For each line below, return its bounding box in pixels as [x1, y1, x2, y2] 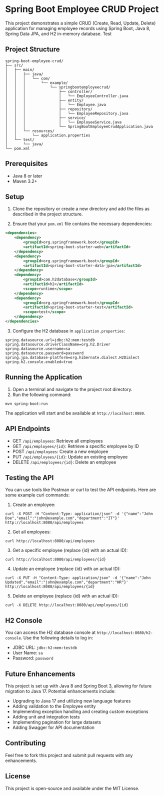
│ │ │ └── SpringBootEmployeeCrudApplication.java [5, 124, 153, 129]
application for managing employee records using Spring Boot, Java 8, [5, 25, 150, 31]
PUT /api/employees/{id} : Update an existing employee [12, 453, 128, 459]
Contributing [5, 739, 46, 747]
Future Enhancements [5, 669, 76, 678]
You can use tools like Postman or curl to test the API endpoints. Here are [5, 486, 156, 493]
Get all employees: [12, 529, 51, 535]
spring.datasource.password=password [5, 350, 84, 355]
